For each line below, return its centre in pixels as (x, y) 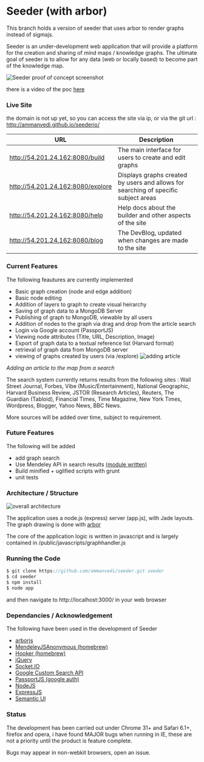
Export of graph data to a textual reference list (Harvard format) (94, 343)
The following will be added (41, 446)
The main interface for (149, 150)
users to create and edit (151, 158)
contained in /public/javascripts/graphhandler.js (66, 543)
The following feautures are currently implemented (70, 279)
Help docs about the (147, 208)
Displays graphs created (152, 175)
